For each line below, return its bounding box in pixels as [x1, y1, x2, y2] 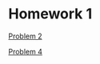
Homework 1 [8, 5, 93, 23]
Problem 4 [8, 46, 42, 56]
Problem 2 [8, 31, 42, 41]
